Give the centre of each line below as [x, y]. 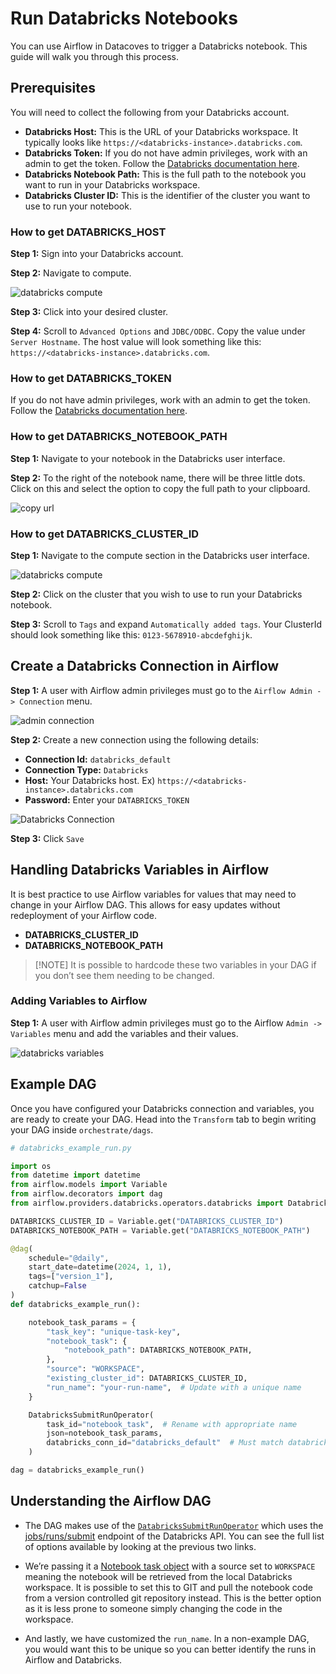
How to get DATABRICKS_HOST [88, 232]
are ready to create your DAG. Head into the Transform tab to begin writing [163, 1119]
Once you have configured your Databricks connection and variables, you [162, 1108]
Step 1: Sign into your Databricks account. [97, 254]
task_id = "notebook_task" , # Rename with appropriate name [172, 1424]
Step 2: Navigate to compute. [71, 273]
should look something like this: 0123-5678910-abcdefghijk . [131, 634]
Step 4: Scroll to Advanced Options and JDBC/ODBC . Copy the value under [158, 331]
